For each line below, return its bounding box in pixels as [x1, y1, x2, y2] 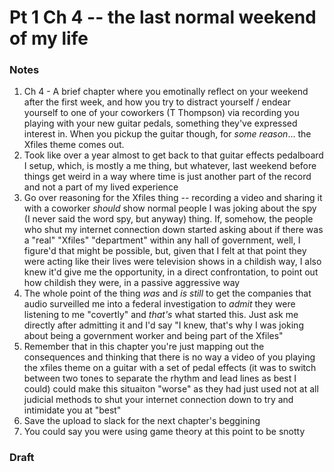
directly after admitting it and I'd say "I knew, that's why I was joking [23, 319, 304, 331]
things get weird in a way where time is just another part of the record [23, 171, 312, 183]
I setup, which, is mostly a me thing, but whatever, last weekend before [23, 160, 317, 172]
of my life [9, 27, 89, 50]
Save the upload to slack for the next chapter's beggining [23, 415, 261, 427]
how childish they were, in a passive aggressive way [23, 277, 241, 289]
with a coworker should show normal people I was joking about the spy [23, 202, 317, 215]
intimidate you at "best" [23, 404, 122, 416]
